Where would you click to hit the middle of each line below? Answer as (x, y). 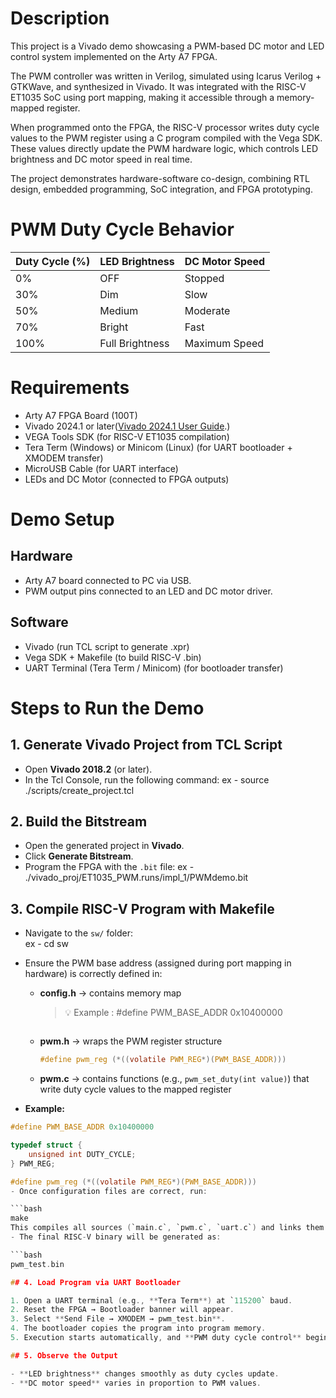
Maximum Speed (224, 343)
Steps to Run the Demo (107, 708)
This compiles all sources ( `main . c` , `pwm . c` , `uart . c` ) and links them (167, 1228)
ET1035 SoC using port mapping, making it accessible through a (142, 97)
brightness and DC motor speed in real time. (101, 159)
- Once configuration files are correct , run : (109, 1191)
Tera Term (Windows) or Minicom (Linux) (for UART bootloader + (158, 447)
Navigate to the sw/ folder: (79, 933)
